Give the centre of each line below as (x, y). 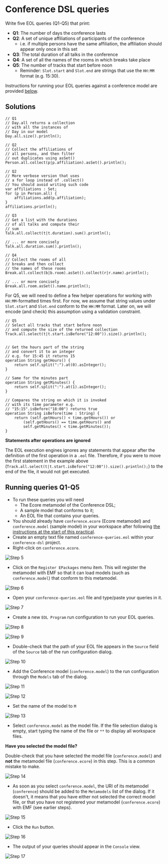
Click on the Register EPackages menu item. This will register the (79, 567)
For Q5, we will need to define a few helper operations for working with (78, 295)
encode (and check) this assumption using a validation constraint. (73, 312)
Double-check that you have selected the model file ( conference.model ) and (83, 756)
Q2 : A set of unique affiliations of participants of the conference (78, 38)
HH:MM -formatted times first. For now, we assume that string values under (80, 300)
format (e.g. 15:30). (40, 76)
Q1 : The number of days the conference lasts (59, 33)
